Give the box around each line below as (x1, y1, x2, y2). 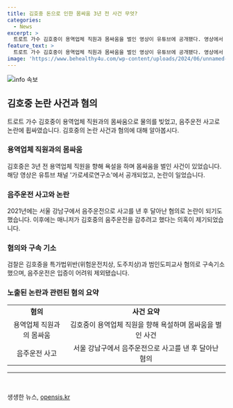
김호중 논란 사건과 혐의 (7, 98, 98, 110)
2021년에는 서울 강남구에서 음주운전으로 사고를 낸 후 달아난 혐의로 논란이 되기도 (7, 207, 223, 215)
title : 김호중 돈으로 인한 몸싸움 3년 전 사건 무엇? (7, 10, 138, 17)
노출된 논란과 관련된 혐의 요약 (7, 288, 99, 298)
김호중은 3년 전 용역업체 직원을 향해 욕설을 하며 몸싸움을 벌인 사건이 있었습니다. (7, 162, 222, 170)
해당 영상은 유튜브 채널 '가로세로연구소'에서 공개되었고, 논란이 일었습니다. (7, 171, 206, 179)
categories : (7, 17, 42, 24)
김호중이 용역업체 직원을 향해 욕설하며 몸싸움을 (70, 320, 214, 330)
